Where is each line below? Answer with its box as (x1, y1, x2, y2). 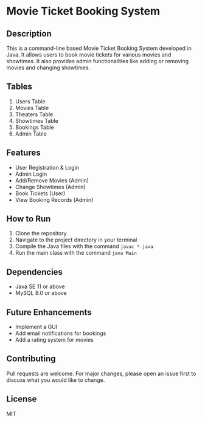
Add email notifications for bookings (15, 330, 106, 337)
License (6, 394, 37, 404)
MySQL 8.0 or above (15, 289, 67, 297)
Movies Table (15, 104, 49, 111)
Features (6, 148, 41, 158)
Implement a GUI (15, 323, 58, 331)
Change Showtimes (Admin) (15, 183, 86, 190)
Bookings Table (15, 123, 55, 131)
